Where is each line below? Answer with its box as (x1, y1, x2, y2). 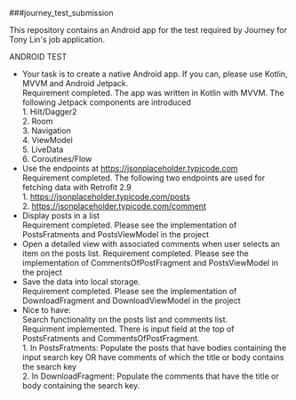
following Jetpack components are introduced (21, 97, 191, 108)
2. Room (21, 116, 53, 126)
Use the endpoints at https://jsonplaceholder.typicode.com (21, 164, 238, 173)
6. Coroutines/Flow (21, 154, 92, 164)
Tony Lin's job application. (9, 35, 106, 44)
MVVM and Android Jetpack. (21, 78, 129, 88)
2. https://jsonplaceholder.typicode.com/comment (21, 201, 206, 212)
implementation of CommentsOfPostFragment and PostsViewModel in (21, 258, 278, 268)
